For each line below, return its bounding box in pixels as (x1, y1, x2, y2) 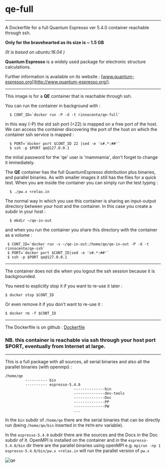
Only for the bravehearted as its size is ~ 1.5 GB (5, 39, 104, 45)
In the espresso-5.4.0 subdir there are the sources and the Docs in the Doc (5, 432, 158, 438)
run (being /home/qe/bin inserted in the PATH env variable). (5, 422, 124, 428)
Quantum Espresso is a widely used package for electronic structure (5, 59, 146, 65)
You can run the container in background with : (5, 103, 101, 109)
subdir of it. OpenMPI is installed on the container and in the (5, 437, 127, 443)
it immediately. (5, 159, 35, 165)
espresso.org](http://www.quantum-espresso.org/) (5, 78, 109, 85)
